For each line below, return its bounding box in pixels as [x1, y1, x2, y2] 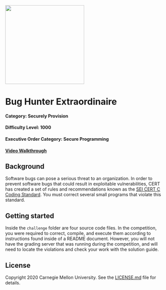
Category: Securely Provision [5, 113, 69, 119]
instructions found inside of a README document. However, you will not [5, 236, 155, 242]
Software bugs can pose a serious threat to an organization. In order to [5, 176, 153, 182]
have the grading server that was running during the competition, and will [5, 241, 158, 247]
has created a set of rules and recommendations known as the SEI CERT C [5, 186, 160, 192]
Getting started [5, 211, 54, 220]
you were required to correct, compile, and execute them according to [5, 230, 151, 237]
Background [5, 162, 44, 170]
